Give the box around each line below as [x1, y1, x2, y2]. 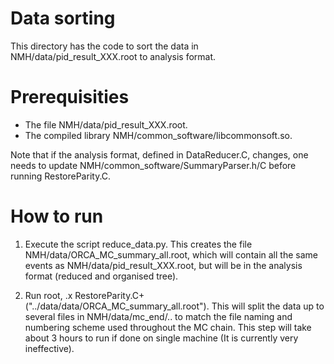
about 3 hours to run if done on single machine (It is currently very [24, 332, 299, 344]
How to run [10, 205, 104, 228]
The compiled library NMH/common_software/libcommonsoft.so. [24, 129, 293, 141]
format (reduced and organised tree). [24, 270, 179, 282]
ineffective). [24, 342, 75, 354]
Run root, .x [24, 289, 73, 301]
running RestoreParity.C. [10, 170, 112, 182]
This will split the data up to [211, 300, 325, 312]
